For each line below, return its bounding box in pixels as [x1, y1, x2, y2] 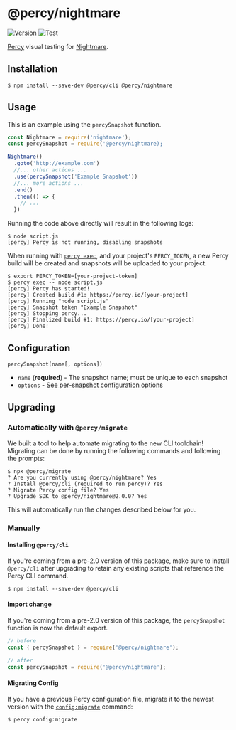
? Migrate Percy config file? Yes [7, 486, 110, 494]
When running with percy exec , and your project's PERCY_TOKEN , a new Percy [7, 251, 229, 260]
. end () [13, 186, 33, 194]
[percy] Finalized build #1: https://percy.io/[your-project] [7, 317, 195, 324]
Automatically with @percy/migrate [7, 423, 128, 433]
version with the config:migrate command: [7, 702, 133, 711]
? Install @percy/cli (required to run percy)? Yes [7, 480, 163, 487]
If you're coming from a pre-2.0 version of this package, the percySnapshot [7, 616, 225, 625]
